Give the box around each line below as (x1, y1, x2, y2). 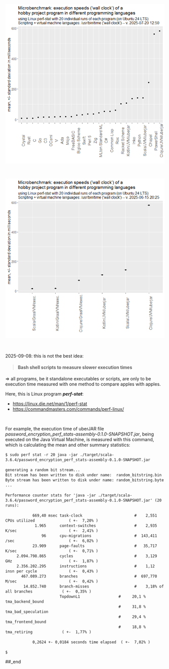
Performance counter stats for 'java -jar (5, 493, 96, 498)
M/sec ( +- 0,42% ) (5, 579, 99, 584)
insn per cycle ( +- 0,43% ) (5, 569, 99, 574)
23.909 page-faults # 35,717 (32, 543, 157, 548)
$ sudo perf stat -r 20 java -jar (5, 452, 78, 457)
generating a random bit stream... (5, 467, 80, 473)
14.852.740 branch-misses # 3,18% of (23, 584, 164, 589)
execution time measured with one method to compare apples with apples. (5, 381, 161, 387)
